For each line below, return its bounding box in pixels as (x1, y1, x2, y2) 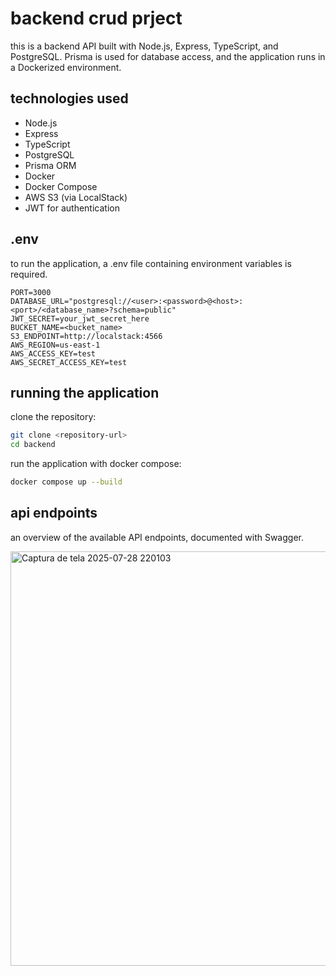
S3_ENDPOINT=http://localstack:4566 (10, 331, 163, 341)
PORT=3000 (10, 287, 52, 297)
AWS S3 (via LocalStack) (24, 191, 128, 203)
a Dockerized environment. (10, 61, 122, 73)
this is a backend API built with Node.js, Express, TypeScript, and (10, 40, 279, 52)
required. (10, 268, 48, 280)
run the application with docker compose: (10, 458, 182, 470)
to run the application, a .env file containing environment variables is (10, 257, 292, 269)
